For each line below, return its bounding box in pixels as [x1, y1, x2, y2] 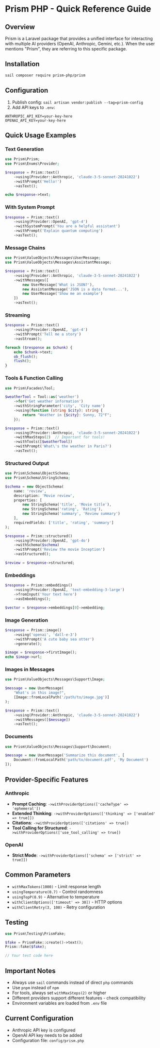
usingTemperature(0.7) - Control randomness [12, 889, 103, 895]
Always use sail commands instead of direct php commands [12, 980, 133, 985]
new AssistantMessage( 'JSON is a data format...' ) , [22, 287, 129, 292]
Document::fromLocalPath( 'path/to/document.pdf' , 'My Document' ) [14, 758, 149, 762]
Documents [5, 733, 33, 740]
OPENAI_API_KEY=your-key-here [5, 118, 66, 123]
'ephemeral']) [12, 806, 41, 811]
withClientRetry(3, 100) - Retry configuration [12, 904, 105, 910]
